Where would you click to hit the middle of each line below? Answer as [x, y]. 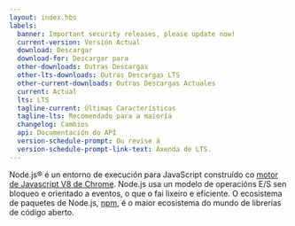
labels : [23, 26]
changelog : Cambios [53, 125]
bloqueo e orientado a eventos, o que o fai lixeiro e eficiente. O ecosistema [146, 193]
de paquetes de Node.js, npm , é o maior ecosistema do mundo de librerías [145, 203]
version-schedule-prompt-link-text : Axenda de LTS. [115, 149]
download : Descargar [55, 51]
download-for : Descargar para [73, 58]
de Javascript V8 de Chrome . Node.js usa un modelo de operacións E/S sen [148, 183]
